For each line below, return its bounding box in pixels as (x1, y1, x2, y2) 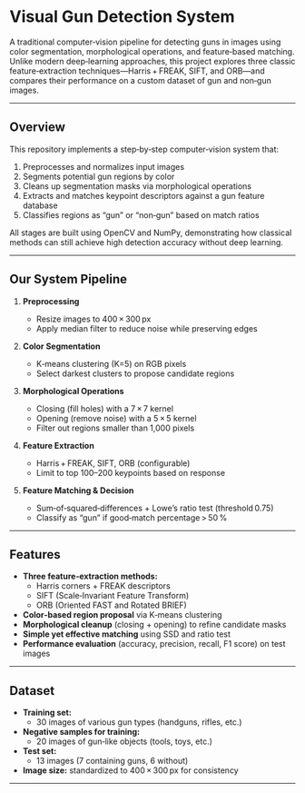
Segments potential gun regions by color (22, 171, 175, 182)
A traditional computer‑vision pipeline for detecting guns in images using (9, 36, 281, 47)
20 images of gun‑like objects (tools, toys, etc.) (35, 736, 213, 747)
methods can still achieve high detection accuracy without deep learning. (9, 236, 284, 247)
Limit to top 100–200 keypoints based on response (35, 467, 225, 478)
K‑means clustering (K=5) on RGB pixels (35, 358, 187, 369)
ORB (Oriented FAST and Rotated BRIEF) (35, 600, 188, 610)
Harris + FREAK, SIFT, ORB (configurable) (35, 457, 191, 469)
